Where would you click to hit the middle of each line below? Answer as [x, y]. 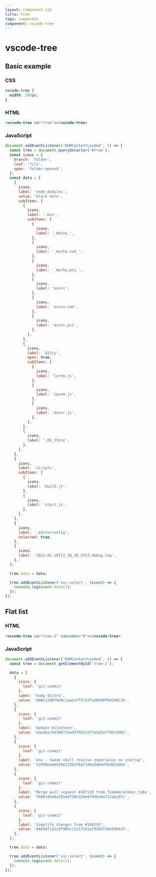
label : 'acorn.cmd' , [57, 307]
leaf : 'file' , [28, 164]
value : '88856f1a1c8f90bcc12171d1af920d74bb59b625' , [74, 829]
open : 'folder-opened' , [39, 169]
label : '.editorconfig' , [44, 532]
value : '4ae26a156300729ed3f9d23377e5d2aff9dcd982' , [74, 733]
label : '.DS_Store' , [48, 440]
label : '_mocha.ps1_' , [60, 270]
